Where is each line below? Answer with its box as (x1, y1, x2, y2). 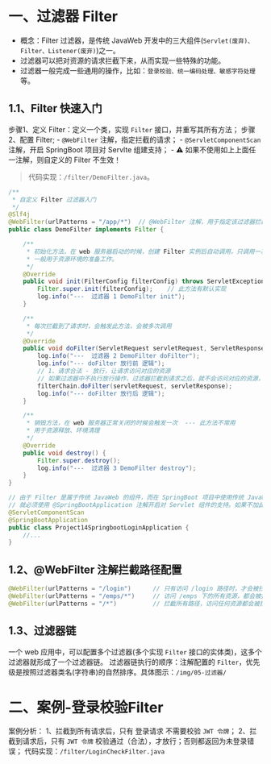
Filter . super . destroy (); (37, 456, 121, 464)
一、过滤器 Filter (8, 7, 119, 26)
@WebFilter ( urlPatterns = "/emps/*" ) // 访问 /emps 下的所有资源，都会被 (8, 592, 261, 600)
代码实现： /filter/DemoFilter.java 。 (27, 172, 155, 181)
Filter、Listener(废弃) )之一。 (19, 45, 121, 55)
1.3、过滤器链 (8, 624, 77, 637)
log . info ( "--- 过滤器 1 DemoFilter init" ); (37, 293, 186, 301)
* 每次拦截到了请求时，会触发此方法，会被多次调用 (26, 322, 172, 330)
